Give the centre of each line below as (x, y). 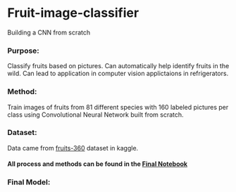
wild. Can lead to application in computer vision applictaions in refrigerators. (118, 73)
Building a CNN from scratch (49, 32)
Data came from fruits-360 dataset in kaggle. (73, 148)
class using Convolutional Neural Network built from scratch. (96, 115)
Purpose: (24, 51)
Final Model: (29, 182)
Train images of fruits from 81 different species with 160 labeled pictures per (118, 107)
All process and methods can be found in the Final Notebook (98, 164)
